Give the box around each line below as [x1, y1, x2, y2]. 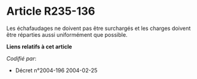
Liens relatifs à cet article [6, 43, 72, 50]
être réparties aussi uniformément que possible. [6, 31, 128, 38]
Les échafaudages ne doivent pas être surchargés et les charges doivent [6, 24, 191, 32]
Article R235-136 [6, 4, 96, 18]
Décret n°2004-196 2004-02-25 [15, 66, 98, 74]
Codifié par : [6, 55, 37, 62]
